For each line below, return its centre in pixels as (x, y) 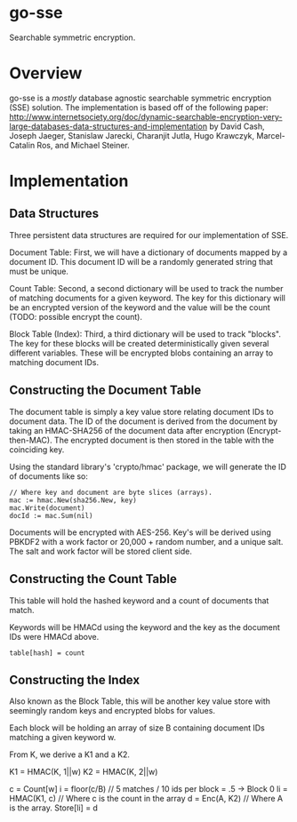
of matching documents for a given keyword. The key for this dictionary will (148, 298)
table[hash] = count (48, 653)
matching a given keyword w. (63, 738)
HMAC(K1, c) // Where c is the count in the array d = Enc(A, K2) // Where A (146, 799)
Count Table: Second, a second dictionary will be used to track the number (146, 288)
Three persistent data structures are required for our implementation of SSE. (149, 235)
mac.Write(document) (48, 508)
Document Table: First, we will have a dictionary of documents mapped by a (148, 252)
